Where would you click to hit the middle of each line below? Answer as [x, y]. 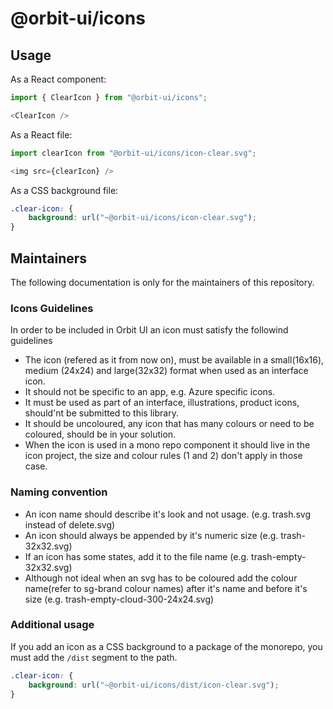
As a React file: [41, 134]
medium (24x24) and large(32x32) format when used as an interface [166, 371]
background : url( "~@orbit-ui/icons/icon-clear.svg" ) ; [142, 218]
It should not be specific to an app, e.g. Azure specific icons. [150, 392]
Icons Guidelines [52, 308]
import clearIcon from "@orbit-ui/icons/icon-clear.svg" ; [133, 153]
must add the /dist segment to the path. [94, 657]
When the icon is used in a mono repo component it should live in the [167, 445]
